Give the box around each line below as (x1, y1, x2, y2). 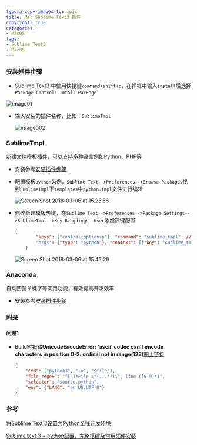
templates (54, 186, 78, 192)
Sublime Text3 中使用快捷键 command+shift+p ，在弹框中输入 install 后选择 (14, 82, 192, 89)
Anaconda (6, 270, 36, 279)
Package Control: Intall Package (14, 90, 97, 96)
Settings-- (163, 211, 191, 217)
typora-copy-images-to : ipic (6, 8, 78, 15)
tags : (6, 36, 19, 42)
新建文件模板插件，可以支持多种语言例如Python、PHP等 (6, 153, 142, 160)
